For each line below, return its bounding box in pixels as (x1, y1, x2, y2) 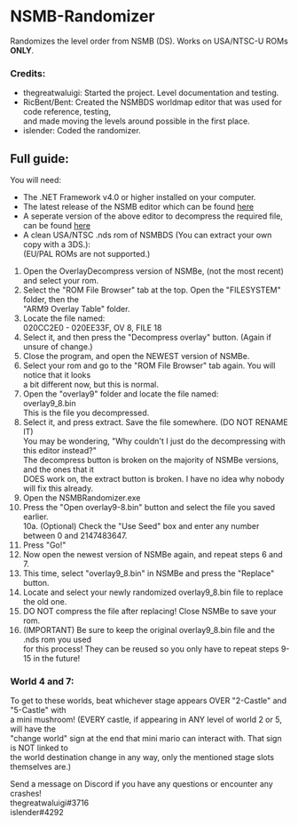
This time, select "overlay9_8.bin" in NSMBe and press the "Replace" (22, 568, 275, 579)
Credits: (10, 67, 46, 79)
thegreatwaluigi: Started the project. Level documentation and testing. (22, 87, 279, 99)
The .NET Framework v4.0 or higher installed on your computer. (22, 192, 256, 203)
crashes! (10, 789, 43, 799)
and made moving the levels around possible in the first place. (22, 116, 251, 126)
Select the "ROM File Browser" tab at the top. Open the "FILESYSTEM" (22, 284, 282, 295)
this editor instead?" (22, 445, 97, 456)
